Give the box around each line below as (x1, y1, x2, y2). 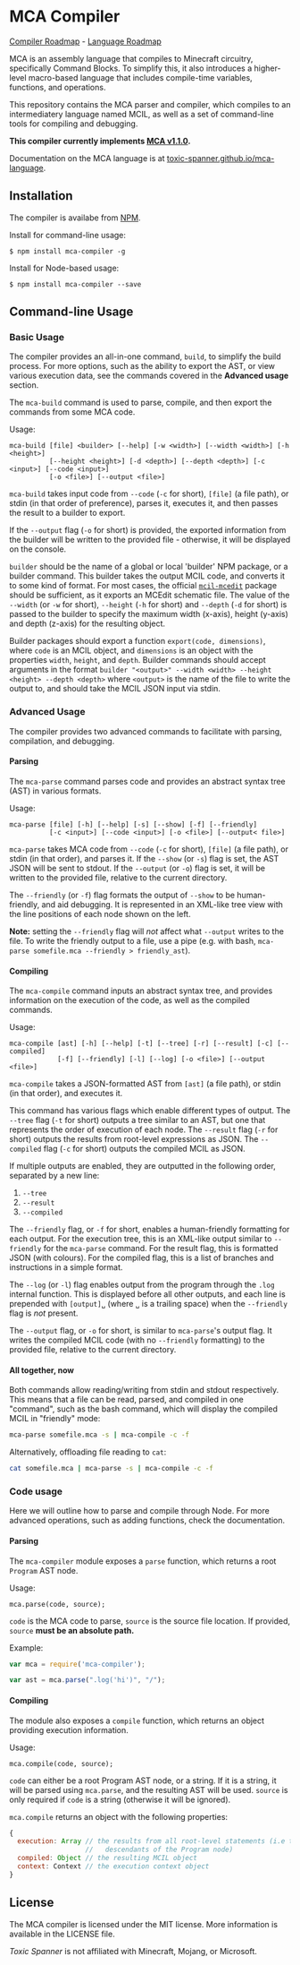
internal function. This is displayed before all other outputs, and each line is (9, 1289, 286, 1300)
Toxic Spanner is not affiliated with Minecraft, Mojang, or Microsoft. (9, 1945, 257, 1956)
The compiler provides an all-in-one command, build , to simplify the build (9, 351, 281, 362)
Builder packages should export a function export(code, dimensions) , (9, 636, 266, 647)
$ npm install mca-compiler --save (9, 279, 142, 288)
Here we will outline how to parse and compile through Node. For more (9, 1506, 270, 1516)
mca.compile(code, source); (9, 1759, 114, 1768)
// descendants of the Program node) (85, 1845, 234, 1855)
